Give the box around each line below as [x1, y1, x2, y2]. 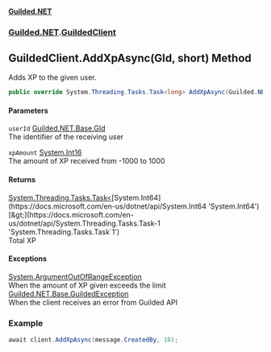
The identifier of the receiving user [8, 132, 124, 142]
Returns [8, 175, 36, 184]
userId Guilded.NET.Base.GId [8, 123, 106, 133]
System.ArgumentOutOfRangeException [8, 271, 143, 281]
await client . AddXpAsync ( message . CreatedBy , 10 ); [8, 336, 179, 344]
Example [8, 317, 44, 329]
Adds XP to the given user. [8, 72, 97, 82]
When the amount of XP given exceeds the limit [8, 280, 167, 290]
